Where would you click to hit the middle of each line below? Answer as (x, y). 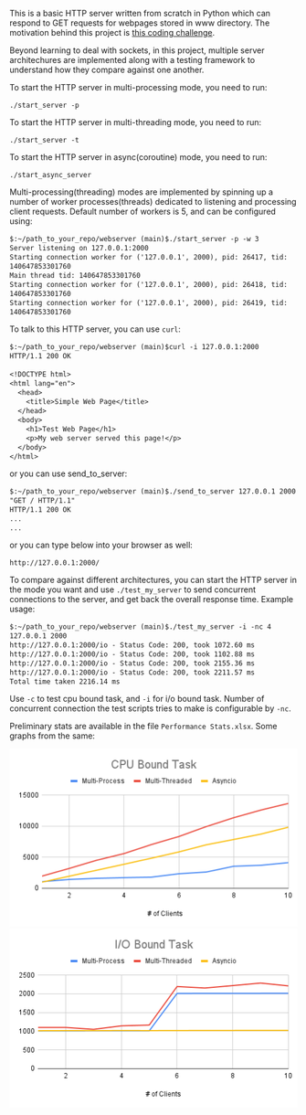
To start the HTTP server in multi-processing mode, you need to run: (138, 87)
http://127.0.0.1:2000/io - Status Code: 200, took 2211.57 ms (132, 673)
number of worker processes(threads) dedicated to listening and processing (153, 202)
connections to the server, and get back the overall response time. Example (152, 599)
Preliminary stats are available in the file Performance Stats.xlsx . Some (143, 726)
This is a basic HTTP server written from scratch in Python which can (140, 13)
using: (21, 221)
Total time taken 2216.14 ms (65, 682)
